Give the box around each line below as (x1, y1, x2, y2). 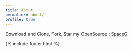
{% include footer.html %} (5, 41, 60, 47)
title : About (5, 7, 33, 13)
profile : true (5, 17, 36, 22)
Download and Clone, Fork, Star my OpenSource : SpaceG (5, 31, 128, 37)
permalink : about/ (5, 12, 44, 17)
